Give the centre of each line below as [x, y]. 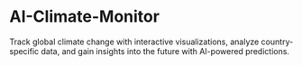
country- [277, 42]
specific [24, 51]
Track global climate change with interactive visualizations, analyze [134, 42]
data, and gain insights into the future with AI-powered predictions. [165, 51]
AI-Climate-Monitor [85, 17]
